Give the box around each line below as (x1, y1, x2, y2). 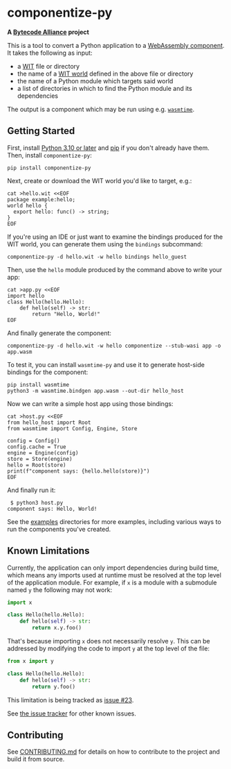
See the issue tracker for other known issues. (7, 709, 137, 718)
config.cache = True (7, 443, 67, 450)
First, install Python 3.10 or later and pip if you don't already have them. (7, 144, 210, 152)
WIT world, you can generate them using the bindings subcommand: (7, 239, 203, 248)
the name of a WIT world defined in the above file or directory (17, 69, 194, 78)
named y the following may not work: (7, 585, 113, 594)
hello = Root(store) (7, 462, 67, 468)
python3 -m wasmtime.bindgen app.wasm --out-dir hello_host (7, 387, 185, 394)
